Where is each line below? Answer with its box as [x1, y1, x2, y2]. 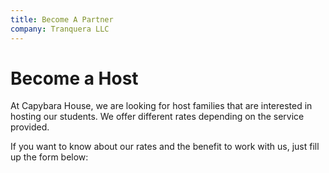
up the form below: [10, 151, 89, 163]
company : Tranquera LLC [10, 24, 110, 34]
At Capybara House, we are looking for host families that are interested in [10, 100, 313, 112]
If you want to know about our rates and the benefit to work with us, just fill [10, 141, 320, 153]
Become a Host [10, 67, 139, 90]
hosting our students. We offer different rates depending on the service [10, 111, 305, 123]
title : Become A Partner [10, 14, 114, 25]
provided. [10, 121, 50, 133]
